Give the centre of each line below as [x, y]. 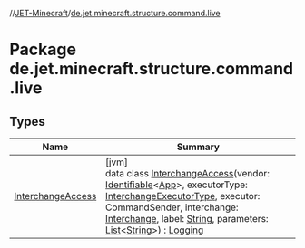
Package [43, 50]
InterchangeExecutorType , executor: [183, 196]
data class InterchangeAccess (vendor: [188, 173]
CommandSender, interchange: [172, 207]
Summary [198, 147]
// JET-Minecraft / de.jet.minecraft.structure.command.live [115, 13]
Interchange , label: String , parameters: [187, 219]
